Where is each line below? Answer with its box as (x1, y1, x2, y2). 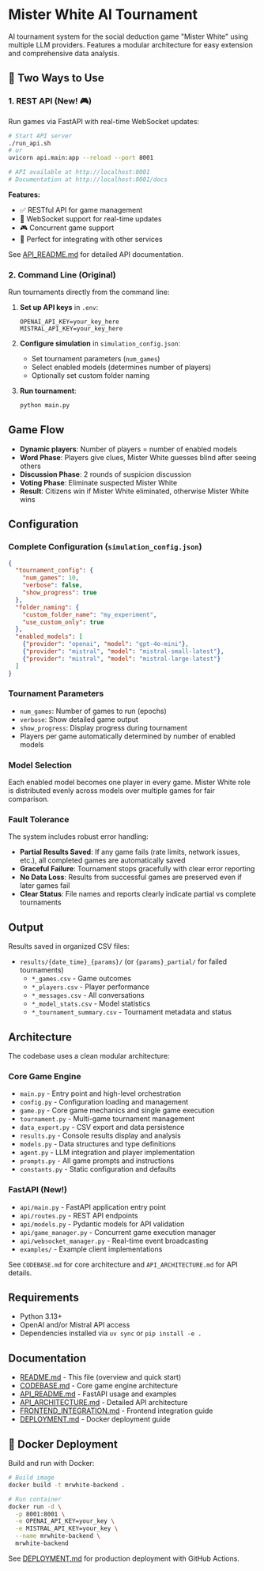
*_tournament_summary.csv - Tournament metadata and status (31, 1007, 232, 1017)
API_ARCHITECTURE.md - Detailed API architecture (19, 1398, 188, 1407)
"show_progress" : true (22, 589, 97, 597)
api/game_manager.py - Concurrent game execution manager (19, 1227, 217, 1237)
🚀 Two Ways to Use (8, 71, 104, 85)
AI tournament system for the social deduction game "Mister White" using (8, 32, 249, 41)
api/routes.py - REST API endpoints (19, 1210, 138, 1220)
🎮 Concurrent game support (19, 223, 115, 232)
